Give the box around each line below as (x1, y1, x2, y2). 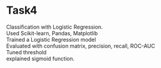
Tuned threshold (6, 48, 47, 55)
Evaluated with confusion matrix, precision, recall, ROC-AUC (6, 42, 156, 50)
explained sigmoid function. (6, 55, 75, 62)
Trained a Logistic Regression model (6, 36, 96, 43)
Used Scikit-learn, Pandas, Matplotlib (6, 29, 98, 36)
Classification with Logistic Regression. (6, 23, 103, 30)
